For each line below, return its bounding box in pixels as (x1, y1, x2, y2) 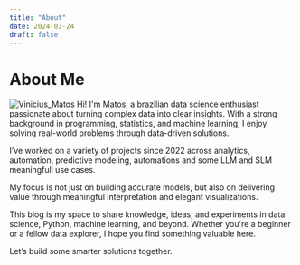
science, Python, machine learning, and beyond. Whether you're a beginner (9, 219, 292, 230)
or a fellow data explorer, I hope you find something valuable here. (9, 228, 256, 240)
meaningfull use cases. (9, 165, 96, 175)
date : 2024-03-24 (9, 22, 75, 31)
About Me (9, 69, 85, 90)
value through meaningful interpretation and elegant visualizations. (9, 192, 258, 203)
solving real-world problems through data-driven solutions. (9, 128, 230, 138)
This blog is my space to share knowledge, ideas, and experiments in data (9, 209, 286, 220)
